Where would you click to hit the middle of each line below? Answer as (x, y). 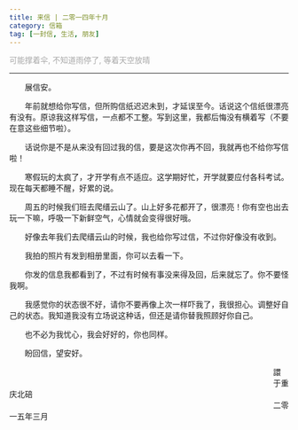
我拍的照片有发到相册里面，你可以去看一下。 (106, 256)
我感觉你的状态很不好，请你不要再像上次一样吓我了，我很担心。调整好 (153, 305)
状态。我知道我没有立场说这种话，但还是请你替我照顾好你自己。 (141, 316)
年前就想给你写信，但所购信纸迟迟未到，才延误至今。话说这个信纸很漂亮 (157, 106)
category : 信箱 (36, 26)
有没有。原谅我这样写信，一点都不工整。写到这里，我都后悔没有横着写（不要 (149, 117)
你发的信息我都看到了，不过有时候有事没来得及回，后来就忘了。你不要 (153, 275)
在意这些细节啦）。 (42, 129)
